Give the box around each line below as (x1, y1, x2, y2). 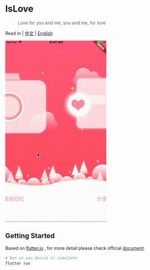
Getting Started (5, 232, 55, 240)
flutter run (5, 261, 30, 266)
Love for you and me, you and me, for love (17, 20, 106, 26)
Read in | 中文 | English (5, 30, 53, 36)
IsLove (5, 3, 34, 15)
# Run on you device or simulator (5, 255, 78, 260)
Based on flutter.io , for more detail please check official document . (5, 245, 145, 251)
